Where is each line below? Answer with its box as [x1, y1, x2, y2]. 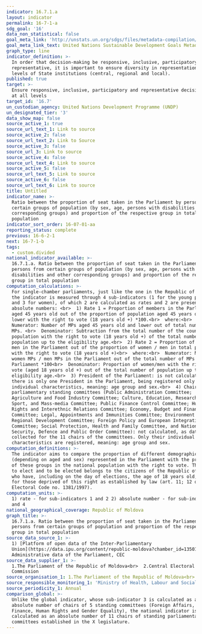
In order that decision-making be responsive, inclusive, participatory [11, 59, 198, 65]
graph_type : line [6, 48, 50, 54]
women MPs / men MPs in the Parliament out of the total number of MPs [11, 356, 195, 362]
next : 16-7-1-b [6, 238, 44, 244]
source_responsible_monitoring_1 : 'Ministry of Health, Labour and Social [6, 580, 198, 586]
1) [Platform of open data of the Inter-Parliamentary [11, 541, 152, 547]
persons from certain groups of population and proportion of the [11, 524, 182, 530]
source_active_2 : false [6, 132, 66, 138]
